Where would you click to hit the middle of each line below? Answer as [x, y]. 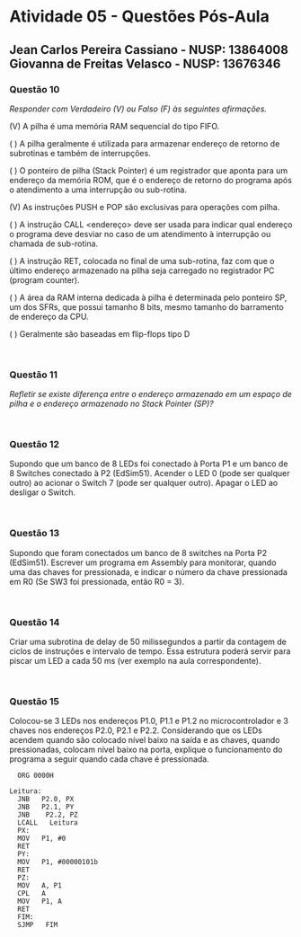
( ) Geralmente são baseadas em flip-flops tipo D [100, 333]
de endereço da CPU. [49, 316]
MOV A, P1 [40, 886]
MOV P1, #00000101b [58, 862]
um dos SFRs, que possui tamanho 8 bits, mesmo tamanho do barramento [147, 306]
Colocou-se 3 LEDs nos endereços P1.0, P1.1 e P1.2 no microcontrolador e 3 [149, 721]
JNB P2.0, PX [46, 800]
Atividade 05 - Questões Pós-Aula [139, 17]
